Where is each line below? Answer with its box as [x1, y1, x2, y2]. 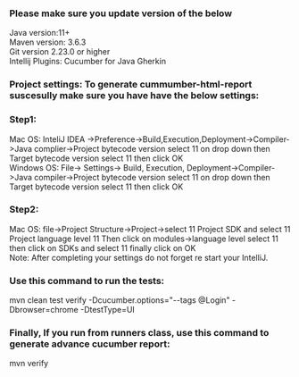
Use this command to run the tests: [9, 274, 165, 287]
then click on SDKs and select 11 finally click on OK [9, 242, 196, 253]
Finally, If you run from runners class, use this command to [9, 327, 270, 339]
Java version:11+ [9, 28, 71, 38]
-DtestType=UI [79, 305, 136, 315]
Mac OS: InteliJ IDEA [9, 133, 86, 145]
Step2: [9, 204, 39, 216]
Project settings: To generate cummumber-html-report [9, 79, 253, 91]
